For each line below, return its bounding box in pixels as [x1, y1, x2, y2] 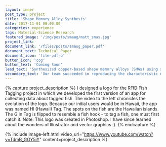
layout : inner [5, 7, 35, 12]
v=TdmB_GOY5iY [5, 136, 40, 142]
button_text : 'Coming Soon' [5, 62, 63, 67]
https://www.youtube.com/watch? [83, 131, 154, 137]
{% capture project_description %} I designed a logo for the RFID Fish [5, 85, 147, 91]
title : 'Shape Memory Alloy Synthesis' [5, 16, 87, 21]
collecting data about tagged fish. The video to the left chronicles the [5, 95, 146, 101]
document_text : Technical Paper [5, 48, 72, 53]
